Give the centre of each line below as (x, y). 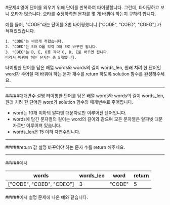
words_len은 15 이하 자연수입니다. (46, 132)
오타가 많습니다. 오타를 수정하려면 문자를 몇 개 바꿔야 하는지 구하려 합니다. (83, 14)
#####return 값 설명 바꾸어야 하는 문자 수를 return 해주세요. (65, 147)
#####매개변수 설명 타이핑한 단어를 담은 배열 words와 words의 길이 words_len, (85, 96)
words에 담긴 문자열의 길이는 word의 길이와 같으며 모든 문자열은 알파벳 (83, 119)
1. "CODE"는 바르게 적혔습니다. (35, 42)
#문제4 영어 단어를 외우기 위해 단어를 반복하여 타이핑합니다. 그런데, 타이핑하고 (82, 7)
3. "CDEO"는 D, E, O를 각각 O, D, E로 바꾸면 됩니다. (57, 52)
